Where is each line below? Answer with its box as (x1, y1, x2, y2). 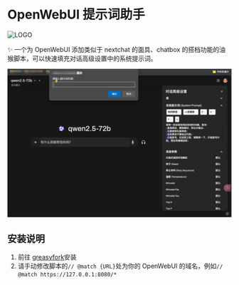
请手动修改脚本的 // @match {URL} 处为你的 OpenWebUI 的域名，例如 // (17, 261, 223, 271)
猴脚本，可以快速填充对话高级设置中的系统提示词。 (7, 54, 157, 63)
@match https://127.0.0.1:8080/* (17, 271, 117, 279)
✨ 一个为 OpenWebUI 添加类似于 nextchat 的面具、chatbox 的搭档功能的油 (7, 45, 226, 53)
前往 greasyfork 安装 (17, 253, 77, 261)
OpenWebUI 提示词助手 (7, 6, 145, 23)
